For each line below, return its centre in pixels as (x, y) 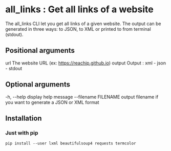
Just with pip (22, 133)
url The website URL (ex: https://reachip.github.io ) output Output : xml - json (86, 63)
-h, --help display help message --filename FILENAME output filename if (82, 97)
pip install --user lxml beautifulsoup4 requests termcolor (71, 144)
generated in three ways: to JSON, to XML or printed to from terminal (78, 29)
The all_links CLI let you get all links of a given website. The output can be (83, 24)
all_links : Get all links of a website (79, 9)
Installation (24, 118)
